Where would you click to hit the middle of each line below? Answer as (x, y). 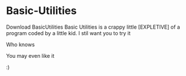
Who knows (21, 44)
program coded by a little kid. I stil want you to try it (68, 33)
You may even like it (30, 56)
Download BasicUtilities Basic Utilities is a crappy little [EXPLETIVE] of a (93, 27)
